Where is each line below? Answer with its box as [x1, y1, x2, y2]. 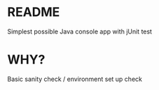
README [7, 4, 60, 20]
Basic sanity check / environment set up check [7, 75, 142, 83]
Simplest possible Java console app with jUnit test [7, 27, 153, 36]
